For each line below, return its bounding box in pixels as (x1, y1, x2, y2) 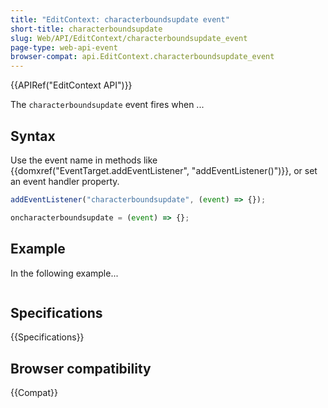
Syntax (10, 127, 56, 145)
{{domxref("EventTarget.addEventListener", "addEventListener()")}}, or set (10, 164, 318, 176)
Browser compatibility (10, 360, 152, 377)
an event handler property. (10, 175, 120, 187)
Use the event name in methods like (10, 154, 158, 166)
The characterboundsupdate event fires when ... (10, 99, 205, 111)
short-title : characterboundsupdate (10, 24, 163, 34)
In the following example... (10, 267, 119, 279)
